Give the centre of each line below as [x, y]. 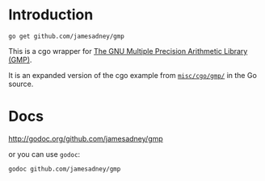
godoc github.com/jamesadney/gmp [65, 169]
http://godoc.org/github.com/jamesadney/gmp [86, 138]
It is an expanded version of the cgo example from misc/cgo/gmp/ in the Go [132, 75]
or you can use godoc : [44, 154]
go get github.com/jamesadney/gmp [67, 36]
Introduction [51, 15]
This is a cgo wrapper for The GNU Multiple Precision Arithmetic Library [128, 51]
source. [21, 84]
